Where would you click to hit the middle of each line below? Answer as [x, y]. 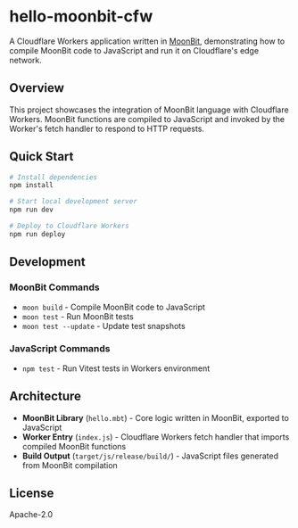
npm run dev [31, 210]
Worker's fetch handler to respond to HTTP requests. [107, 128]
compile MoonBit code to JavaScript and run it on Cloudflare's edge [134, 50]
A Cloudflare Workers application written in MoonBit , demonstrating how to [147, 41]
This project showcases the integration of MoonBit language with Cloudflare [149, 110]
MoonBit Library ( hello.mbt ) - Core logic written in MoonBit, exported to [156, 417]
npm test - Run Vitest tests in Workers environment [116, 368]
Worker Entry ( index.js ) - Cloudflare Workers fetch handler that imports [156, 437]
